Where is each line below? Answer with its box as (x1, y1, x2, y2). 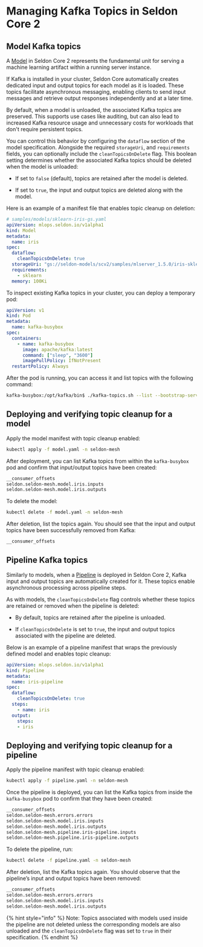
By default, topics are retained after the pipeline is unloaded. (14, 614, 166, 621)
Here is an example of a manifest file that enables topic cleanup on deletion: (6, 204, 196, 212)
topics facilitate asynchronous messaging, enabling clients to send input (6, 88, 186, 95)
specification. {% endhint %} (6, 933, 79, 941)
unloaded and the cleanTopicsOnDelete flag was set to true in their (6, 927, 172, 934)
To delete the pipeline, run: (6, 845, 73, 853)
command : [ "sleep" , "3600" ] (22, 352, 94, 358)
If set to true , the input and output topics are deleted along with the (14, 186, 183, 194)
